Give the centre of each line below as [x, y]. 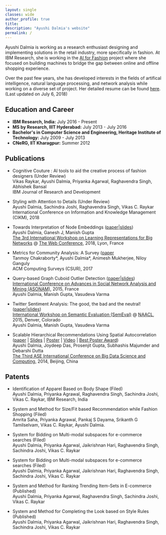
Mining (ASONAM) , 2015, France [46, 289]
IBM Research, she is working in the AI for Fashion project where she [76, 58]
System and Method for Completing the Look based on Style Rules [81, 512]
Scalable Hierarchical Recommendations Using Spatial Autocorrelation [84, 334]
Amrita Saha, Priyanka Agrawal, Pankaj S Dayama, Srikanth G [75, 420]
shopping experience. [28, 68]
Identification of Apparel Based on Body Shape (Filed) [67, 389]
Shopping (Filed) [29, 414]
